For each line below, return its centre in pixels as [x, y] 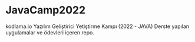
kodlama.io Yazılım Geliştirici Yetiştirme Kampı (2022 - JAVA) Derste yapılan [97, 26]
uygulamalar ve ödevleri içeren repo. [50, 32]
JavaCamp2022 [46, 10]
